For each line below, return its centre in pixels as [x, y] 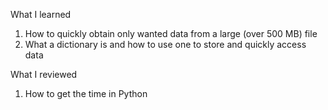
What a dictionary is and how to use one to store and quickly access [165, 44]
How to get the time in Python [86, 93]
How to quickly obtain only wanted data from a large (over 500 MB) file [171, 33]
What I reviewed [44, 74]
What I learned [41, 14]
